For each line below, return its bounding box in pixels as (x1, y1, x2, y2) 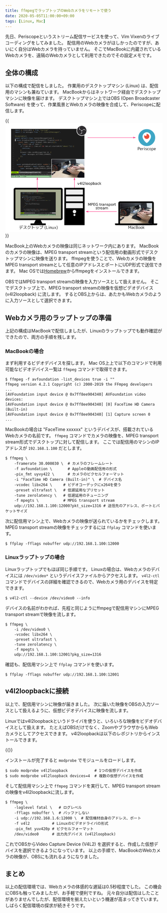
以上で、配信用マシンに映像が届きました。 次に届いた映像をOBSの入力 (5, 701, 151, 707)
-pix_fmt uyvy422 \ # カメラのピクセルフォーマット (14, 472, 125, 477)
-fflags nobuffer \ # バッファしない (14, 810, 90, 815)
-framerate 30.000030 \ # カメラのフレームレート (14, 461, 113, 466)
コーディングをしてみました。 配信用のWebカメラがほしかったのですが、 (5, 40, 156, 46)
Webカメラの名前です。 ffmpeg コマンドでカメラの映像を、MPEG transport (5, 433, 159, 439)
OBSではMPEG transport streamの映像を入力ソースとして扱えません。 (5, 278, 150, 285)
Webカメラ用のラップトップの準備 (5, 314, 112, 322)
